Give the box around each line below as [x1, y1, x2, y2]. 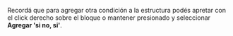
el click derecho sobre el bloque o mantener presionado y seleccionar [7, 13, 210, 22]
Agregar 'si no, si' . [7, 21, 62, 29]
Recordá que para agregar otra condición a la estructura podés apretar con [7, 6, 226, 14]
